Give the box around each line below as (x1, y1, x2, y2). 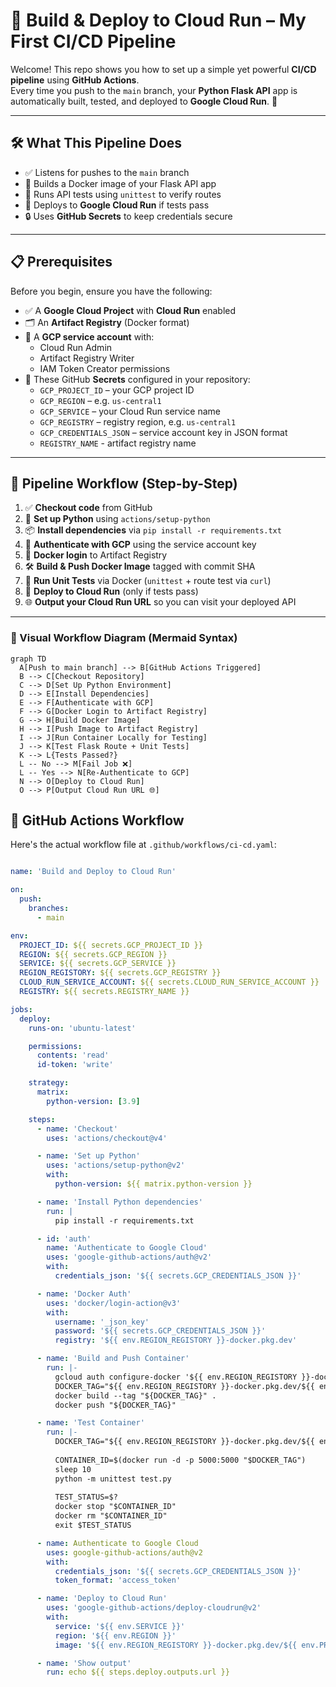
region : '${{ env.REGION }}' (54, 1630, 177, 1641)
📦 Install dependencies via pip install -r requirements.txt (24, 524, 282, 536)
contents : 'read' (36, 1050, 110, 1061)
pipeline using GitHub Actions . (10, 74, 140, 86)
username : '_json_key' (54, 1317, 150, 1327)
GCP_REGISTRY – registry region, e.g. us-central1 (39, 415, 237, 428)
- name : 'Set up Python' (36, 1151, 141, 1161)
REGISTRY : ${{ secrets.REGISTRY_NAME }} (19, 987, 190, 997)
